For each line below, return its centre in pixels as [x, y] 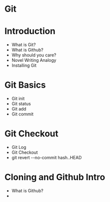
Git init [18, 99]
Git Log [19, 147]
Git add [19, 109]
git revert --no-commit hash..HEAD [47, 157]
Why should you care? [34, 55]
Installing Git [24, 65]
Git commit [23, 114]
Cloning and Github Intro [55, 177]
